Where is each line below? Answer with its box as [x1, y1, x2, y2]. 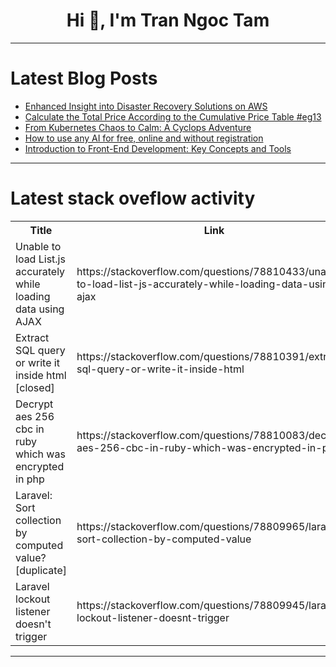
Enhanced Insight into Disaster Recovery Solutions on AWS [24, 100, 268, 112]
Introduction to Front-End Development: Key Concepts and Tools [24, 142, 292, 154]
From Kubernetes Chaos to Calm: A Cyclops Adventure [24, 121, 252, 133]
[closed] [15, 380, 55, 394]
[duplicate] [15, 563, 67, 577]
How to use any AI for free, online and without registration [24, 132, 264, 144]
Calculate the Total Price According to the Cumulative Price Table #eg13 [24, 110, 322, 123]
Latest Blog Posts [10, 67, 158, 90]
